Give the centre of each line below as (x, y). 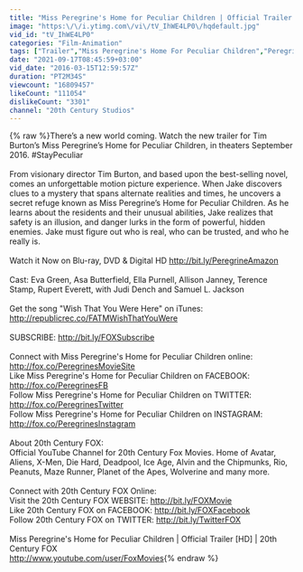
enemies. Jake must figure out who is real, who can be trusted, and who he (149, 232)
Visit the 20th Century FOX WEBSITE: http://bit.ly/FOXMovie (121, 501)
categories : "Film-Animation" (66, 43)
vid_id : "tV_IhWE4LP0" (52, 34)
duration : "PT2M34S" (48, 77)
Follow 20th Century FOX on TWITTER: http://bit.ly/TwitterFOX (125, 520)
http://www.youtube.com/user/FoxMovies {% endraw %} (114, 558)
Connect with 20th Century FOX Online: (83, 491)
